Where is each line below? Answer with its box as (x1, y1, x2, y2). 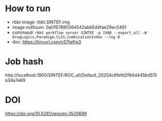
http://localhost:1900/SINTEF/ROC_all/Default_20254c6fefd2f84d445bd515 (5, 72, 158, 78)
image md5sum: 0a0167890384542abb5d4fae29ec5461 (12, 24, 127, 30)
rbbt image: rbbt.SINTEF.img (12, 19, 70, 25)
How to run (5, 3, 51, 14)
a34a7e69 (5, 77, 26, 83)
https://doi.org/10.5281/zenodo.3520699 (5, 110, 87, 116)
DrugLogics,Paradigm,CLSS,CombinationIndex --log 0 (12, 35, 120, 40)
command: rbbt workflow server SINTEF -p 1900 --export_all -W (12, 29, 147, 35)
